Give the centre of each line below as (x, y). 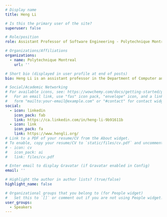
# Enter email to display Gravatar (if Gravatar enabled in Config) (78, 166)
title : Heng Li (21, 14)
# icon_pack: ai (24, 152)
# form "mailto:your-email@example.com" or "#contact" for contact (79, 101)
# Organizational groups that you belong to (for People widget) (74, 193)
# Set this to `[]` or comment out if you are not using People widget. (84, 198)
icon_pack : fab (30, 115)
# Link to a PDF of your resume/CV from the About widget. (68, 138)
